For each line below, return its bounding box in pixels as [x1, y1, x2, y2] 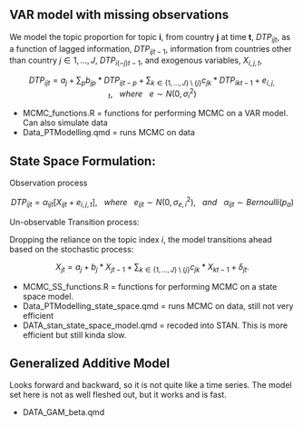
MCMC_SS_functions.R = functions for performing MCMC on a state [22, 281, 278, 292]
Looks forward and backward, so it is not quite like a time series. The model [9, 380, 292, 391]
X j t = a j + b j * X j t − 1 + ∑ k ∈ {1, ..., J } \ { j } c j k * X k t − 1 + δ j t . [55, 261, 249, 274]
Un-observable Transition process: [9, 216, 140, 227]
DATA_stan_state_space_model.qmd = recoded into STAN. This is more [22, 320, 288, 331]
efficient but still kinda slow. [22, 329, 127, 340]
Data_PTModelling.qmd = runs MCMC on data [22, 127, 195, 138]
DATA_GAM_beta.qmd [22, 407, 105, 418]
